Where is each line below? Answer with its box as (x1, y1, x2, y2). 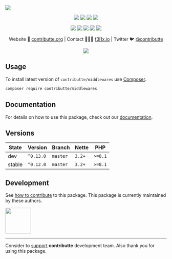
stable (8, 161, 23, 168)
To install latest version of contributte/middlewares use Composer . (5, 76, 147, 82)
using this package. (5, 248, 47, 254)
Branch (52, 144, 70, 151)
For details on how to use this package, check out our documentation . (5, 114, 153, 120)
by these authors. (5, 198, 42, 204)
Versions (5, 128, 35, 137)
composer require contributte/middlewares (5, 86, 97, 91)
